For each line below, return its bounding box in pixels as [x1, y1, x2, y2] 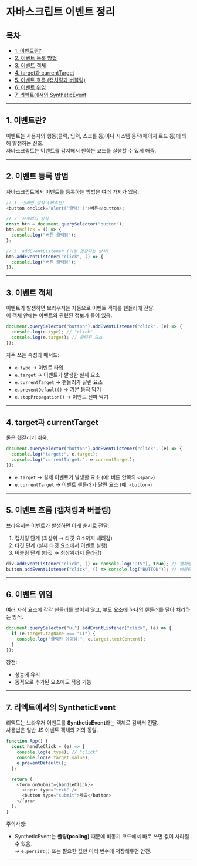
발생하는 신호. [12, 139, 44, 147]
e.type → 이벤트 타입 [14, 363, 64, 370]
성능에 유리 [14, 670, 40, 678]
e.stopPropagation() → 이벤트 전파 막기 [14, 393, 109, 400]
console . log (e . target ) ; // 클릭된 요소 [11, 334, 103, 341]
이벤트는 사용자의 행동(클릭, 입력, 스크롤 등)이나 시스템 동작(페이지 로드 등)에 [6, 132, 181, 139]
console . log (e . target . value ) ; [16, 755, 91, 761]
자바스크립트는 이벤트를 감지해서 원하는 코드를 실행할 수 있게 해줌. [6, 147, 157, 154]
